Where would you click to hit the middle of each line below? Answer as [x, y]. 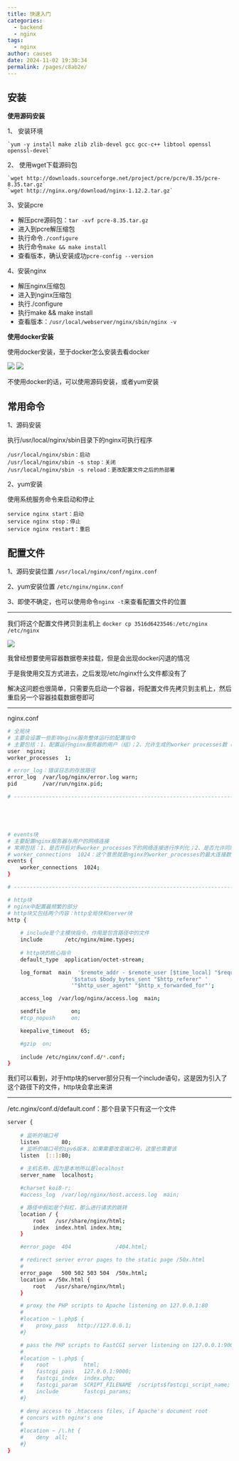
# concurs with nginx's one [62, 1418]
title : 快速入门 [29, 14]
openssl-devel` [30, 151]
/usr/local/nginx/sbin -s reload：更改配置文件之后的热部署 [91, 470]
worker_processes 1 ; [39, 758]
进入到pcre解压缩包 [46, 229]
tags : [15, 41]
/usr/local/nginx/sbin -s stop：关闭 [62, 463]
